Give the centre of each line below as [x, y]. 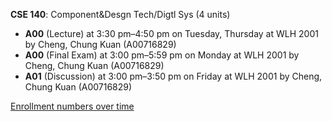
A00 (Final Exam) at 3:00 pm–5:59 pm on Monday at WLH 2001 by [162, 55]
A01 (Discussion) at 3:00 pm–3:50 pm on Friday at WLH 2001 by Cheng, [173, 76]
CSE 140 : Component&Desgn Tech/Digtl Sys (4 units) [120, 14]
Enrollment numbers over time [72, 106]
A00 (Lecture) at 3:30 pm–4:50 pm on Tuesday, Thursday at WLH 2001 [171, 33]
